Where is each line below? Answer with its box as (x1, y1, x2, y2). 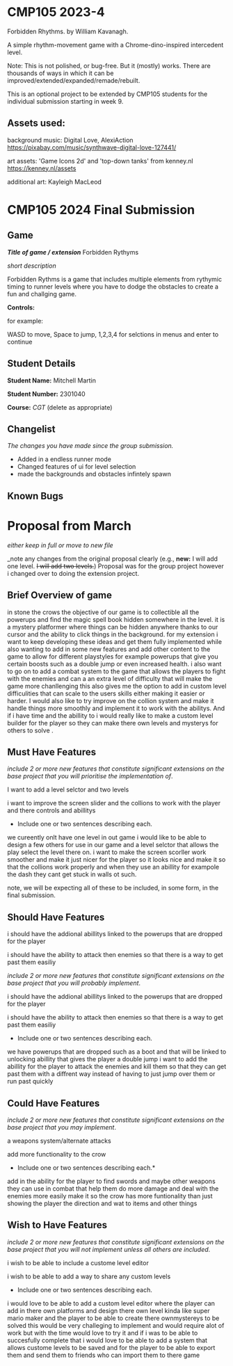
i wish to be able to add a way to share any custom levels (7, 1272, 171, 1280)
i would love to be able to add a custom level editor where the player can (7, 1299, 216, 1308)
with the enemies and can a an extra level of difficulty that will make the (7, 674, 213, 682)
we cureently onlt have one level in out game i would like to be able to (7, 833, 207, 842)
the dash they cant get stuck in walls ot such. (7, 870, 137, 878)
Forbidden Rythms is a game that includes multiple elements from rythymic (7, 275, 223, 283)
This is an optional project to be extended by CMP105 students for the (7, 90, 208, 98)
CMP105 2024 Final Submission (7, 202, 195, 218)
